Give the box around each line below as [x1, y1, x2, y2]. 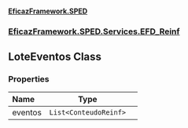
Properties [8, 73, 50, 84]
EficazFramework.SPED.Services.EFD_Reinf [8, 26, 180, 37]
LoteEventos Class [8, 49, 102, 63]
